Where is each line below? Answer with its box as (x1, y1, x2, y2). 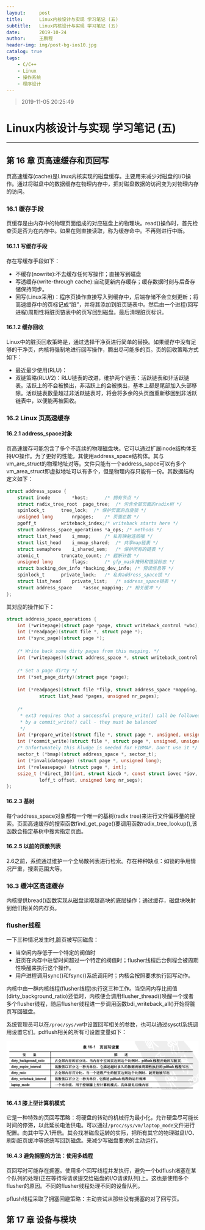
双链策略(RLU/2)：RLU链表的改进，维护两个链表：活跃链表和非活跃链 (15, 374, 190, 381)
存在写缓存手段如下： (6, 257, 60, 264)
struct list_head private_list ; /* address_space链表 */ (17, 578, 177, 584)
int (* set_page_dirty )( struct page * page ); (17, 674, 130, 680)
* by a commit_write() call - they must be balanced (20, 719, 157, 725)
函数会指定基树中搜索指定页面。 (6, 828, 87, 835)
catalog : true (6, 49, 43, 55)
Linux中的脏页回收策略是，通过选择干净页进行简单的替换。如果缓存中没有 (6, 338, 191, 345)
